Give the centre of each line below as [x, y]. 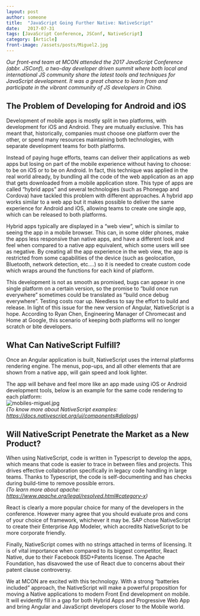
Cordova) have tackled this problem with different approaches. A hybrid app [100, 195]
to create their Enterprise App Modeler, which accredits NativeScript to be [97, 526]
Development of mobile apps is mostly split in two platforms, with [87, 121]
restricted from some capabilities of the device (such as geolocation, [91, 258]
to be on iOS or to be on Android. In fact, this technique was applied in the [97, 170]
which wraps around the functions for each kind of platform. [80, 270]
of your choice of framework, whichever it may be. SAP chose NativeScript [99, 520]
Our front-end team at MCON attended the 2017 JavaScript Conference [95, 62]
